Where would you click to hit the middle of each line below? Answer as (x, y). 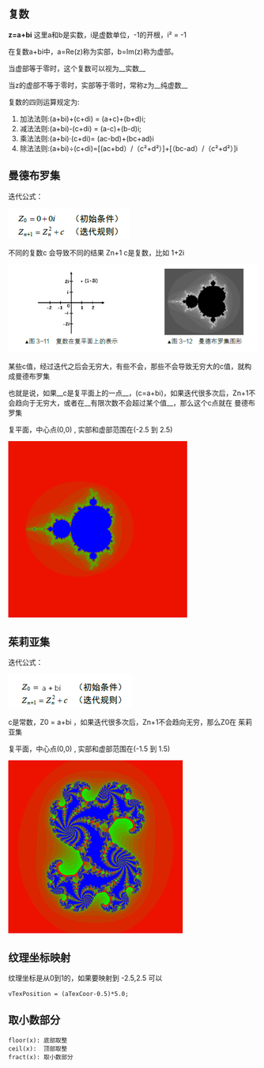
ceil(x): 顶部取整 (38, 1049)
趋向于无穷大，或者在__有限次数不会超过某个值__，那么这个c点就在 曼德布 (135, 403)
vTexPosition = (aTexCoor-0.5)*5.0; (68, 994)
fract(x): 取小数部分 (41, 1057)
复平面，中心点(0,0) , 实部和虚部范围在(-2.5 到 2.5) (91, 430)
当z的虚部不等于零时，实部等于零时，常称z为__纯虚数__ (98, 85)
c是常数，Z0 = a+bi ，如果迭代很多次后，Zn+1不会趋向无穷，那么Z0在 (123, 723)
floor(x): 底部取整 (38, 1040)
